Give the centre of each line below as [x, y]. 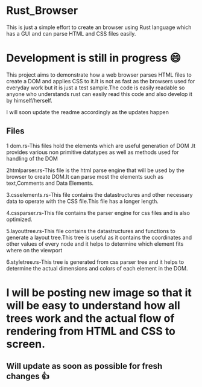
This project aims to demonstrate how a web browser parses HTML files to [99, 75]
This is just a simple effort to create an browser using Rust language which [99, 27]
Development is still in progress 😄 [94, 58]
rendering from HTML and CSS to [91, 331]
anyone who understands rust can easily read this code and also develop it [99, 94]
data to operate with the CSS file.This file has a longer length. [82, 201]
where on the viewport [34, 250]
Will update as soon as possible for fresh [84, 366]
